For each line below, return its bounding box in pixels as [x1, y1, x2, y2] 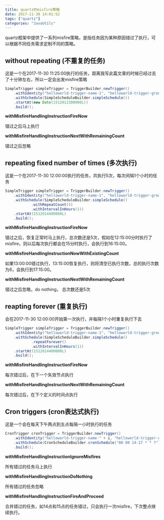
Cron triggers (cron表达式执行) [5, 407, 99, 416]
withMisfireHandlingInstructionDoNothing [5, 473, 93, 479]
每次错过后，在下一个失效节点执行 [5, 372, 74, 378]
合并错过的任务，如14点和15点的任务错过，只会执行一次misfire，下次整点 [5, 503, 152, 509]
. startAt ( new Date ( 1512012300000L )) [14, 100, 89, 105]
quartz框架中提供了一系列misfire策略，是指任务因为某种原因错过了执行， [5, 35, 152, 41]
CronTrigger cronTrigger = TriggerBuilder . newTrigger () [5, 431, 121, 436]
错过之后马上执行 [5, 123, 40, 129]
